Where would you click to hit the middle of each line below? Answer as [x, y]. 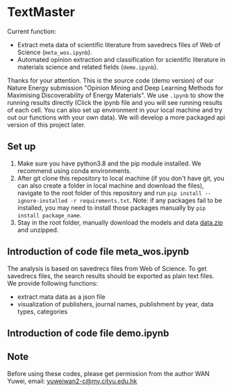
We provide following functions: [53, 283]
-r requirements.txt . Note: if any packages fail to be [146, 200]
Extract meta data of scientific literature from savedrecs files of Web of [119, 44]
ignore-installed [42, 201]
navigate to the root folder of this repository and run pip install [109, 193]
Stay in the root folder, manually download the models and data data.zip [120, 222]
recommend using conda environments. [74, 170]
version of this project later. [46, 124]
